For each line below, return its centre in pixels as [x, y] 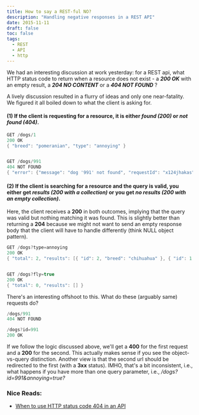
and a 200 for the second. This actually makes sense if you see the [89, 353]
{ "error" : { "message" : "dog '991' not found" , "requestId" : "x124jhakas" [101, 173]
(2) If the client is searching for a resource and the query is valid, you [93, 186]
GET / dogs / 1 [21, 135]
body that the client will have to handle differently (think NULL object [90, 230]
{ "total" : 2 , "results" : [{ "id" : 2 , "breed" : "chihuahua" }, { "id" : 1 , [101, 259]
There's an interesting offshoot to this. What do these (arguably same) [92, 296]
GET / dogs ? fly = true [31, 274]
